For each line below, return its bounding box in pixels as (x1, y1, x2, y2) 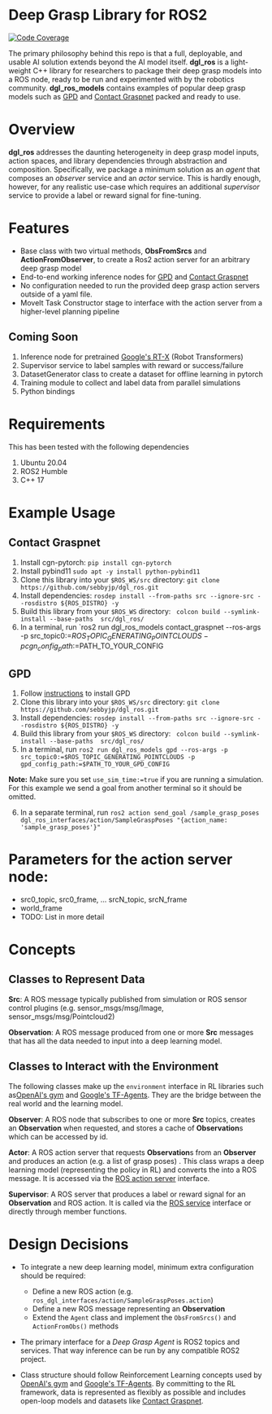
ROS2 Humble (19, 466, 68, 476)
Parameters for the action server (8, 850, 233, 869)
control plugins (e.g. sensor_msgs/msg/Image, (8, 1003, 164, 1012)
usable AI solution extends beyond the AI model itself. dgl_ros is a (8, 57, 230, 67)
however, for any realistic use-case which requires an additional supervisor (8, 182, 260, 191)
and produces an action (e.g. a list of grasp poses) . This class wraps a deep (8, 1156, 265, 1166)
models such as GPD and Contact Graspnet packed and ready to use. (8, 91, 241, 101)
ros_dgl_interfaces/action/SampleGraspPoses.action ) (32, 1295, 214, 1305)
